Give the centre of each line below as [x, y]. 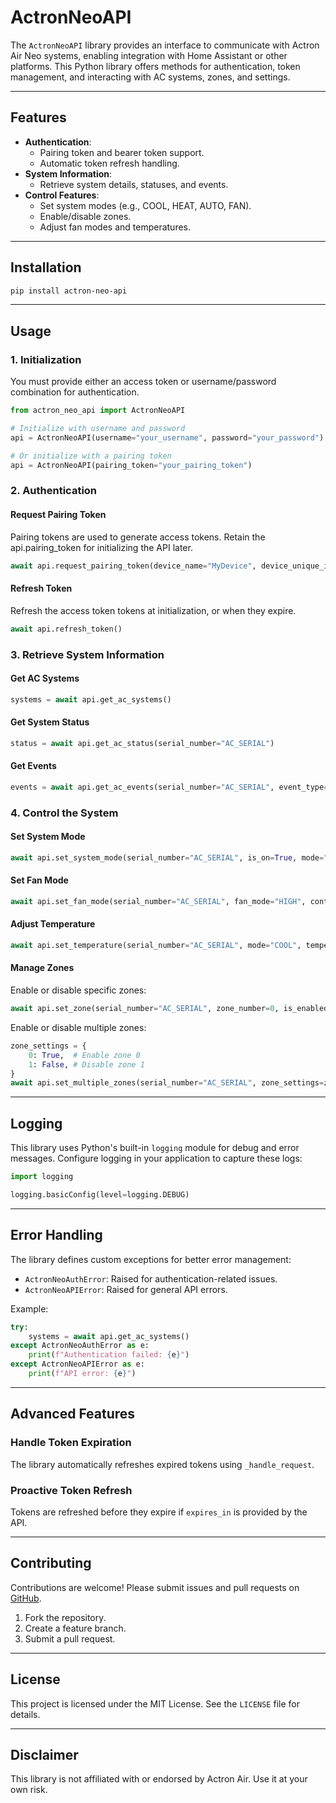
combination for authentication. [75, 392]
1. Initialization [46, 359]
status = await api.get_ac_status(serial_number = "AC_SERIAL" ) [142, 743]
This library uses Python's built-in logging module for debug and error [155, 1148]
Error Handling [56, 1235]
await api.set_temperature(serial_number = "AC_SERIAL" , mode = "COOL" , [156, 946]
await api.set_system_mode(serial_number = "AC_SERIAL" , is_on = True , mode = [167, 857]
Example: [29, 1308]
